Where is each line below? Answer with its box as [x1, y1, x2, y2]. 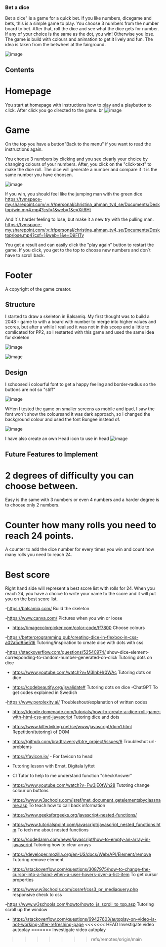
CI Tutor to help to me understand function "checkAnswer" [12, 773, 132, 779]
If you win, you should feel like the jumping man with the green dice [5, 190, 143, 197]
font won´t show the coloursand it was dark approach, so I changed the [5, 411, 151, 417]
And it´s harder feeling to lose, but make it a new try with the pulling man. [5, 216, 154, 222]
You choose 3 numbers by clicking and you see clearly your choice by [5, 156, 148, 162]
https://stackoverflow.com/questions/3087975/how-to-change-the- [12, 866, 151, 872]
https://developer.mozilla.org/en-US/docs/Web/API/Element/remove [12, 851, 152, 857]
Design [5, 368, 28, 377]
